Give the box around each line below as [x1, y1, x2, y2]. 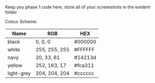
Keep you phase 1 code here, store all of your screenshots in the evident [5, 4, 150, 10]
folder [5, 9, 17, 15]
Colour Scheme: [5, 19, 38, 24]
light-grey [7, 70, 31, 77]
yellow [7, 62, 23, 68]
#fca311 [74, 62, 94, 68]
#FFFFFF [74, 46, 95, 53]
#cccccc [74, 70, 94, 77]
